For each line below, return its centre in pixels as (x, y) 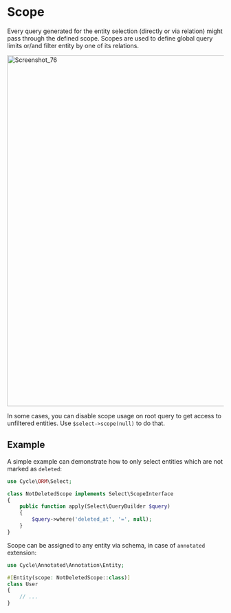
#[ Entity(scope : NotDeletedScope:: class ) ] (69, 578)
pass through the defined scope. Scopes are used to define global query (110, 38)
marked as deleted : (35, 469)
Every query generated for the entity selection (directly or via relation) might (115, 31)
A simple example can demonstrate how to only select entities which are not (115, 461)
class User (23, 584)
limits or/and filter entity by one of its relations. (73, 45)
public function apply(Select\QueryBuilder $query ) (95, 506)
